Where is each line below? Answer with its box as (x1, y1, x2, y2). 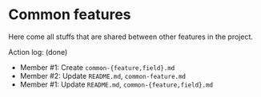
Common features (8, 6, 131, 24)
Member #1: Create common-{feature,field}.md (19, 62, 175, 72)
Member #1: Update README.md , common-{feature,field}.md (19, 80, 214, 89)
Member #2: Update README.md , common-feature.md (19, 71, 187, 80)
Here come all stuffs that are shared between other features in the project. (8, 32, 254, 41)
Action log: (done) (8, 47, 68, 56)
